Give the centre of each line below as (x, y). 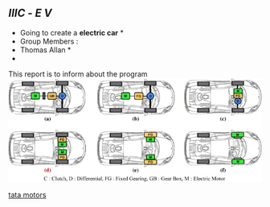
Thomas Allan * (45, 50)
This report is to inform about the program (78, 74)
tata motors (27, 195)
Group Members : (49, 41)
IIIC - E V (30, 13)
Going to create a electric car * (72, 32)
